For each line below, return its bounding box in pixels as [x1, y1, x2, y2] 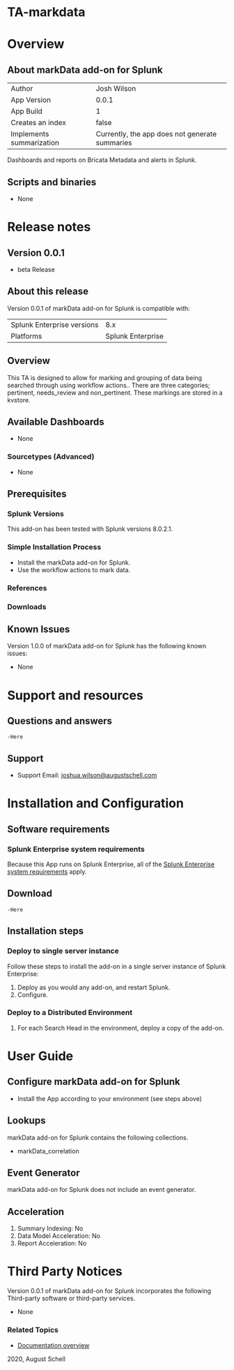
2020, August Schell [7, 1355, 66, 1363]
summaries [95, 138, 132, 147]
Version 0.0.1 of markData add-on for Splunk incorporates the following [7, 1287, 211, 1295]
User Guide [7, 1049, 74, 1064]
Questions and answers [7, 715, 113, 727]
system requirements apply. [7, 868, 87, 876]
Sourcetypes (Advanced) [7, 452, 95, 462]
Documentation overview [17, 1341, 90, 1349]
